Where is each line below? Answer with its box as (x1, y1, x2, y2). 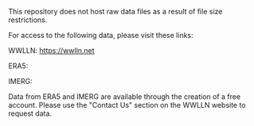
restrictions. (8, 15, 48, 25)
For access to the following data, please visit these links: (8, 31, 193, 40)
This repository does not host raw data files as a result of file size (8, 7, 223, 16)
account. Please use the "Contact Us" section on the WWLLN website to (8, 101, 246, 109)
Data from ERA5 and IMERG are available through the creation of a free (8, 92, 241, 101)
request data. (8, 109, 53, 118)
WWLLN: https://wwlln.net (8, 46, 95, 55)
